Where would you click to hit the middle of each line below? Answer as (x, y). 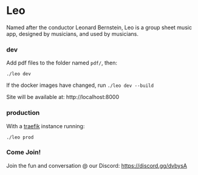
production (23, 113)
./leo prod (20, 137)
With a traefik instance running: (46, 126)
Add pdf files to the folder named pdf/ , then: (62, 63)
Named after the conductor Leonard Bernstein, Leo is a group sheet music (99, 27)
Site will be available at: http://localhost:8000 (63, 97)
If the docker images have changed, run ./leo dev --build (80, 85)
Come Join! (24, 153)
